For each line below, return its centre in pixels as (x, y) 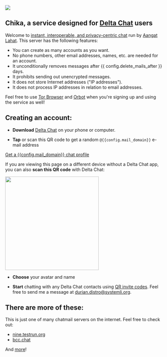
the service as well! (25, 102)
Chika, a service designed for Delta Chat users (79, 23)
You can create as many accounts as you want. (61, 50)
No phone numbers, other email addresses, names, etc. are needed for (85, 55)
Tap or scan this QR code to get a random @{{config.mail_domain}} (82, 140)
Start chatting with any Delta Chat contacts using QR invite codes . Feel (85, 287)
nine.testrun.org (29, 335)
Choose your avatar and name (44, 277)
